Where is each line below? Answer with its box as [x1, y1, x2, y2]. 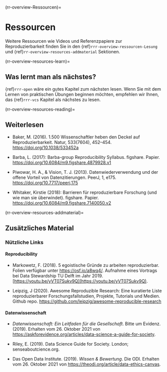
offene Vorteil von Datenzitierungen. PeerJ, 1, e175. [12, 174, 117, 180]
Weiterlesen [5, 121, 44, 129]
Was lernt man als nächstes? [5, 73, 96, 81]
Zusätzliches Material [5, 224, 74, 232]
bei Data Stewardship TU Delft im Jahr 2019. [12, 273, 103, 279]
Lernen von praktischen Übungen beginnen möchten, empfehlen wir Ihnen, [5, 91, 159, 97]
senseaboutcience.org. [12, 346, 60, 353]
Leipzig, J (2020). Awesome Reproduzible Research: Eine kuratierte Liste [12, 288, 162, 294]
